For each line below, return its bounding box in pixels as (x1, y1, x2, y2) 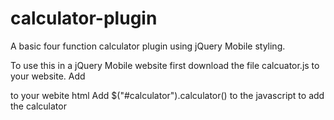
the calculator (10, 100, 67, 112)
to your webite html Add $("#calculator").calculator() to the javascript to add (10, 89, 325, 101)
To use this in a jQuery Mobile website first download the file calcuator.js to (10, 59, 320, 71)
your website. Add (10, 70, 86, 82)
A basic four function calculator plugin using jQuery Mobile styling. (10, 40, 286, 52)
